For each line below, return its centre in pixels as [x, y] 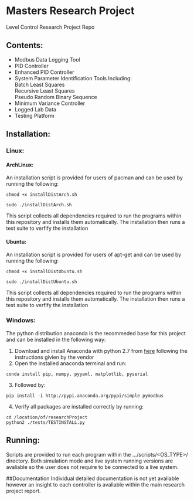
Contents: [25, 45]
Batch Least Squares [40, 84]
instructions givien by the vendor [54, 357]
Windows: [21, 321]
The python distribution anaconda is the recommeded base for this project [96, 333]
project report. [23, 491]
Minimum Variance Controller [50, 103]
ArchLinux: [20, 165]
